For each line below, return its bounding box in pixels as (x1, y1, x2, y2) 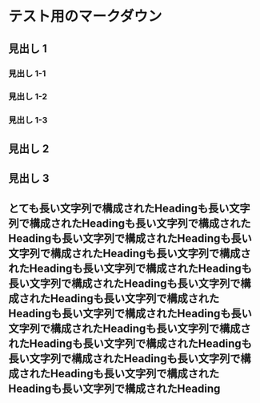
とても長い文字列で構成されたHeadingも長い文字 (8, 201, 250, 215)
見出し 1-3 (8, 115, 48, 126)
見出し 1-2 (8, 91, 48, 103)
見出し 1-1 (8, 67, 46, 79)
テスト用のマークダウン (8, 7, 162, 26)
